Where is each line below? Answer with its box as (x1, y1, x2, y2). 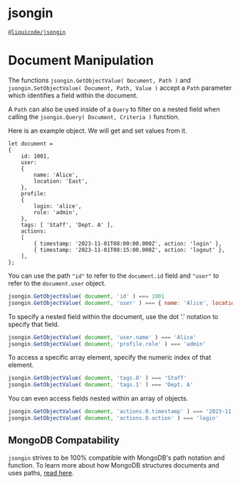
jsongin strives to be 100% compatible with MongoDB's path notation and (8, 453, 225, 462)
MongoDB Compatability (8, 434, 120, 447)
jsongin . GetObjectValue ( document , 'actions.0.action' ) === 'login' (8, 415, 219, 422)
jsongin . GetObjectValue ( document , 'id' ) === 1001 (8, 293, 165, 300)
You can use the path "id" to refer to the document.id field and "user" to (8, 271, 219, 280)
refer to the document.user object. (8, 278, 106, 287)
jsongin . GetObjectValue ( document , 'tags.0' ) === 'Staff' (8, 375, 187, 382)
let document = (8, 140, 53, 147)
